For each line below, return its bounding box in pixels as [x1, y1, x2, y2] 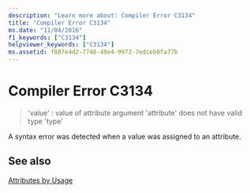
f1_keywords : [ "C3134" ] [8, 33, 87, 42]
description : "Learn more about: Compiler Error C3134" [8, 11, 196, 20]
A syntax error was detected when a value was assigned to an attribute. [8, 132, 242, 141]
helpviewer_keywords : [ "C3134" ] [8, 41, 114, 49]
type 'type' [27, 116, 63, 126]
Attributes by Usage [8, 175, 73, 185]
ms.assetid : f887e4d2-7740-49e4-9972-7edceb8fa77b [8, 48, 178, 56]
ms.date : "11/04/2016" [8, 26, 83, 34]
